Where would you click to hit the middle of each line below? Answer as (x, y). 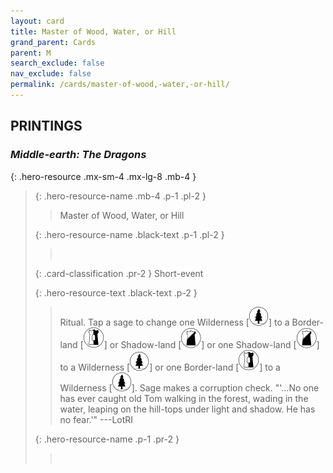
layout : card (37, 21)
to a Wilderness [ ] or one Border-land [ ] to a (170, 367)
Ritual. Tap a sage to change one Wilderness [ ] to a (174, 322)
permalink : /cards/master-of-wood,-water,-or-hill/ (120, 85)
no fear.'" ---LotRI (96, 419)
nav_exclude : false (51, 74)
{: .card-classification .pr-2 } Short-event (119, 273)
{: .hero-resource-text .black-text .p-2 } (116, 292)
